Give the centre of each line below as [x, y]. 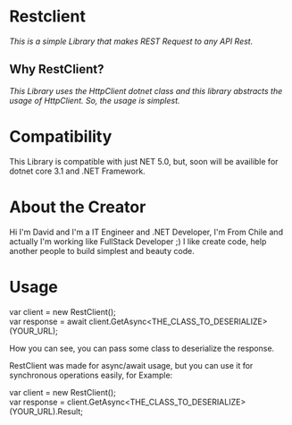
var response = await [48, 321]
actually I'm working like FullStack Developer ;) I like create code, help [138, 241]
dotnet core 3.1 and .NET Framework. [77, 171]
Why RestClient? [57, 69]
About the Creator [78, 207]
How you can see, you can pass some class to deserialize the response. [142, 348]
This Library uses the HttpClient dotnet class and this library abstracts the [146, 90]
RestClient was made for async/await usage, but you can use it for [131, 365]
